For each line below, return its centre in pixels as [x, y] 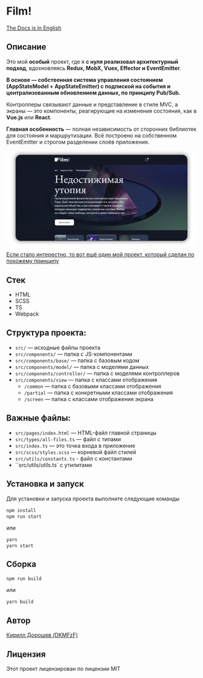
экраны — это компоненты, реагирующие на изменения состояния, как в [101, 111]
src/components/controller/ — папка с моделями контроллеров [97, 373]
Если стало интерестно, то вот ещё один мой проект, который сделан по [100, 254]
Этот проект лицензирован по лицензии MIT [63, 668]
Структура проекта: [46, 333]
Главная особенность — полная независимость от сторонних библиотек [101, 129]
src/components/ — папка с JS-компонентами [74, 354]
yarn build [20, 602]
